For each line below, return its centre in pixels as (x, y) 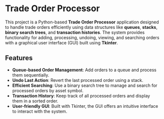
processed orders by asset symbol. (48, 90)
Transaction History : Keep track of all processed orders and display (81, 96)
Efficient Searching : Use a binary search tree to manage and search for (85, 85)
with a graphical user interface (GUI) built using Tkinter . (62, 42)
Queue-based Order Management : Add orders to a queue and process (84, 70)
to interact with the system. (40, 111)
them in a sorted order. (35, 101)
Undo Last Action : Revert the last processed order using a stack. (78, 80)
